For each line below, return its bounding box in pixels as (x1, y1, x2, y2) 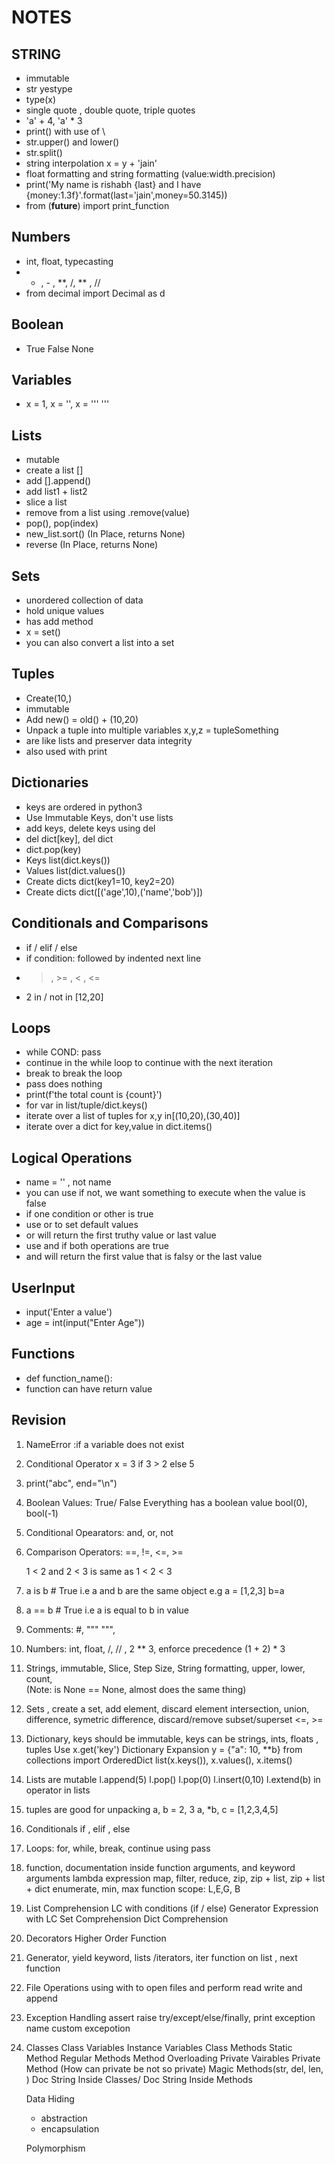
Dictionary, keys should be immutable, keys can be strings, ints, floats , (25, 1732, 319, 1745)
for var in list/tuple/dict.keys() (25, 1099, 148, 1111)
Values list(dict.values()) (25, 864, 126, 876)
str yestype (25, 83, 73, 95)
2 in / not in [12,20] (25, 991, 104, 1003)
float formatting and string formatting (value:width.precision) (25, 168, 276, 180)
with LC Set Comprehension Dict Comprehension (25, 1912, 229, 1925)
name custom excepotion (25, 2022, 131, 2034)
